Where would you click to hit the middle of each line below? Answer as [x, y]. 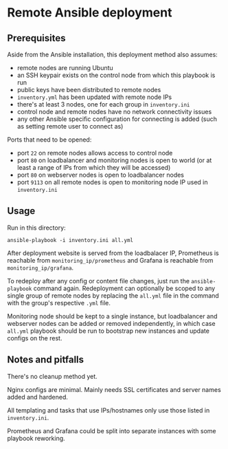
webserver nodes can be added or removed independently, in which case [111, 323]
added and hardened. [38, 397]
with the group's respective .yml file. [59, 303]
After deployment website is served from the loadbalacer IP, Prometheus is [113, 253]
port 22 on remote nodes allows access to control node [95, 153]
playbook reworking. [36, 438]
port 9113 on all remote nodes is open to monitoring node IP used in [112, 182]
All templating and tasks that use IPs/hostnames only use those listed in [109, 410]
